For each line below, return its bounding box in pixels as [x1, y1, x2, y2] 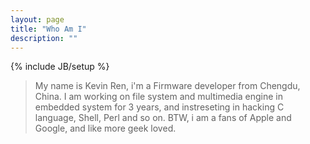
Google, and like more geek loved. [34, 122, 177, 135]
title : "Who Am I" [10, 24, 87, 34]
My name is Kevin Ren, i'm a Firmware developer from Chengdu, [34, 80, 301, 92]
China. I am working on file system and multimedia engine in [34, 91, 284, 103]
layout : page [10, 14, 65, 25]
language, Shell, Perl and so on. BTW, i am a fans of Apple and [34, 112, 292, 124]
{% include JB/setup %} [10, 61, 110, 73]
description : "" [10, 33, 78, 43]
